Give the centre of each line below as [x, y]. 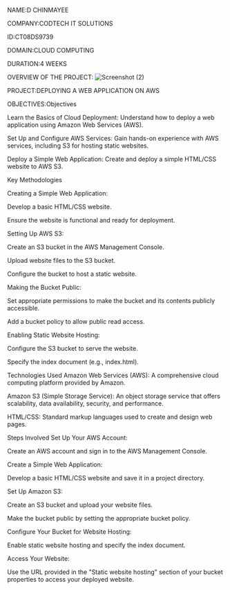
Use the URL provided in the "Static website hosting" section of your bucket [115, 572]
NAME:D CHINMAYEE [38, 10]
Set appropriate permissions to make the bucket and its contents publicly [111, 301]
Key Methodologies [35, 180]
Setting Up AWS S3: [36, 234]
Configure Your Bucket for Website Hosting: [69, 532]
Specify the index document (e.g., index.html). [73, 362]
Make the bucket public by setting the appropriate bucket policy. [99, 518]
